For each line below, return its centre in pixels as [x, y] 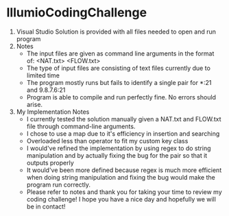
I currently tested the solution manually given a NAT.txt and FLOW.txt [124, 119]
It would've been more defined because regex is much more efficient [124, 170]
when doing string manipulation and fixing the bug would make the [121, 177]
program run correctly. [58, 184]
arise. [34, 104]
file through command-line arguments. [81, 126]
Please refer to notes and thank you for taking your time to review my [124, 192]
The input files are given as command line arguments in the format [120, 53]
